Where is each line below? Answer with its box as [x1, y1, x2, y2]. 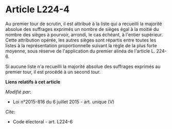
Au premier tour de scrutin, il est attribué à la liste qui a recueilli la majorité [5, 21, 162, 27]
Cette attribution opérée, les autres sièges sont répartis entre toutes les [5, 37, 157, 43]
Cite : [5, 108, 15, 115]
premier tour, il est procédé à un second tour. [5, 68, 101, 75]
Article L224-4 [5, 4, 70, 15]
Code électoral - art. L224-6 [12, 118, 73, 124]
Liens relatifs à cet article [5, 79, 61, 85]
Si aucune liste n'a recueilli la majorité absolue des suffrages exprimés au [5, 63, 161, 69]
